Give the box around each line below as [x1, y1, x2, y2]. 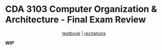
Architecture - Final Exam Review [5, 14, 146, 25]
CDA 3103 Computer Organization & [5, 3, 157, 15]
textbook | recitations [62, 30, 106, 36]
